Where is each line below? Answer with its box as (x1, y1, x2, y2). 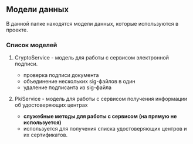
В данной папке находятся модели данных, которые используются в (6, 20, 179, 27)
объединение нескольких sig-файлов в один (23, 78, 136, 85)
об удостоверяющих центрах (14, 101, 88, 108)
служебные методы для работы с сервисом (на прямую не (23, 113, 177, 120)
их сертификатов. (23, 131, 68, 139)
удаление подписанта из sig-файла (23, 84, 112, 91)
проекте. (6, 26, 28, 33)
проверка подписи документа (23, 72, 99, 79)
